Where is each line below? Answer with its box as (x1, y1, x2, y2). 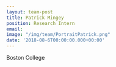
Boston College (6, 54, 45, 61)
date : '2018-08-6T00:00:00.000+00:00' (6, 37, 105, 43)
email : (6, 26, 23, 32)
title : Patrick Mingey (6, 15, 64, 21)
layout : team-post (6, 9, 53, 15)
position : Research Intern (6, 20, 75, 26)
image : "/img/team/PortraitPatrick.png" (6, 32, 111, 38)
